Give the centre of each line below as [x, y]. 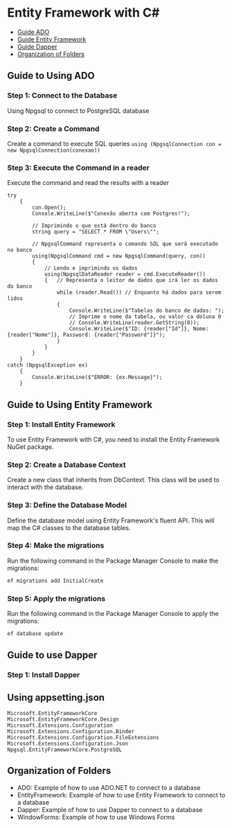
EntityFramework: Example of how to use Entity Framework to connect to [121, 795]
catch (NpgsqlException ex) [48, 365]
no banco [20, 250]
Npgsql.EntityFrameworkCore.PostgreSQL [65, 750]
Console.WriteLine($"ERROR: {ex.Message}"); [97, 378]
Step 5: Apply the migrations [56, 599]
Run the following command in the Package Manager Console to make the [113, 561]
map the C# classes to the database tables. [69, 527]
